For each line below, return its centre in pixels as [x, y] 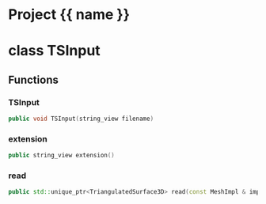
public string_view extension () [61, 156]
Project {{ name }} [69, 15]
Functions [34, 79]
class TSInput [54, 51]
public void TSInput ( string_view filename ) [81, 119]
